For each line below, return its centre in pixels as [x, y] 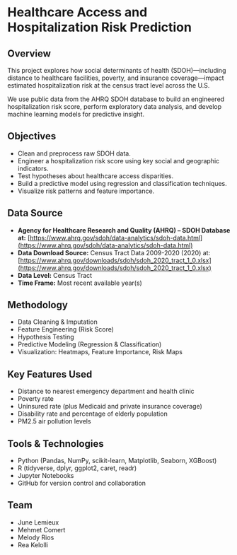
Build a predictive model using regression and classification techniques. [122, 183]
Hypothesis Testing [46, 337]
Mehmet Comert [41, 530]
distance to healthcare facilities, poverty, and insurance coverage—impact [116, 78]
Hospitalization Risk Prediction [100, 27]
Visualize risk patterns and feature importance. [86, 191]
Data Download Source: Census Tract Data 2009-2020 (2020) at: [114, 252]
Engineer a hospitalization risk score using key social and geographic [118, 160]
